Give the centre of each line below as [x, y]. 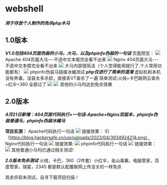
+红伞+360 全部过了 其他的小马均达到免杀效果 [59, 84]
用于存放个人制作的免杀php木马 [38, 23]
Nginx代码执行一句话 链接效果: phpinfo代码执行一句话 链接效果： [81, 143]
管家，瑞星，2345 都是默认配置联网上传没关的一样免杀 [65, 167]
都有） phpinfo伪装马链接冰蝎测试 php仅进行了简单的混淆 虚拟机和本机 [85, 72]
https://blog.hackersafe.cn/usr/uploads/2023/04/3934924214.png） [80, 137]
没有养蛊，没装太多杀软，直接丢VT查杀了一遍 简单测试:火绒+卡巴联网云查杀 [83, 78]
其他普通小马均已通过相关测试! [42, 150]
